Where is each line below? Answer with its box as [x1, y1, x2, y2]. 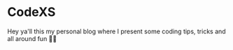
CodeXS [7, 4, 56, 20]
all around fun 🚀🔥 [7, 34, 57, 42]
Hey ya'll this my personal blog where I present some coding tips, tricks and [7, 27, 226, 35]
